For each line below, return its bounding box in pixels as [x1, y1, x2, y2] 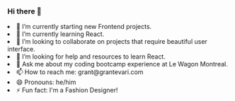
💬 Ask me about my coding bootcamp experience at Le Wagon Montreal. [16, 60, 228, 69]
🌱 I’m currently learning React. [16, 30, 105, 38]
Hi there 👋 [7, 6, 42, 16]
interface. [7, 45, 35, 54]
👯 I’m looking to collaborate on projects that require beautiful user [16, 37, 207, 46]
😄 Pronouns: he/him [16, 78, 76, 87]
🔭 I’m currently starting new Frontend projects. [16, 23, 152, 31]
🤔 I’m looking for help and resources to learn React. [16, 52, 166, 61]
